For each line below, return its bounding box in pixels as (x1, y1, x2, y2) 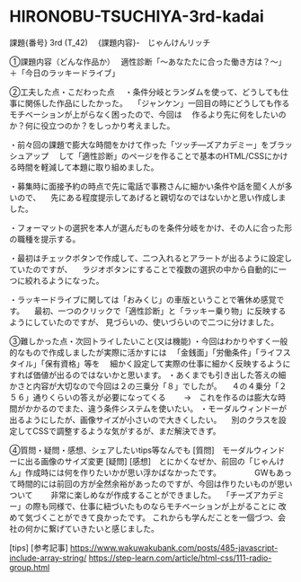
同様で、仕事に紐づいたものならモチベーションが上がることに (48, 500, 277, 511)
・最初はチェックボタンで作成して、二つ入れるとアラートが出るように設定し (9, 252, 292, 263)
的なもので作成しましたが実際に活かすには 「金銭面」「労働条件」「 (9, 347, 260, 357)
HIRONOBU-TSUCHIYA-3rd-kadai (9, 6, 265, 27)
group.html (9, 561, 50, 572)
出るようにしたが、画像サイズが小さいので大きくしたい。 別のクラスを (9, 414, 279, 425)
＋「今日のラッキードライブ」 (9, 67, 120, 78)
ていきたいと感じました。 (64, 523, 159, 533)
